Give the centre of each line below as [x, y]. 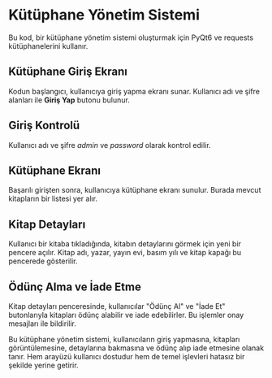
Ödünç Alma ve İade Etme [75, 287]
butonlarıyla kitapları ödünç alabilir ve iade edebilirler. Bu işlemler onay [126, 315]
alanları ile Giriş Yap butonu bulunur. [69, 100]
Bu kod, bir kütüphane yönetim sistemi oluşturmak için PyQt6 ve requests [131, 37]
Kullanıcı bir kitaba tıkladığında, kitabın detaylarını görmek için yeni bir [125, 244]
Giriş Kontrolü [44, 126]
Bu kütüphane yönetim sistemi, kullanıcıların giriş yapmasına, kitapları [124, 339]
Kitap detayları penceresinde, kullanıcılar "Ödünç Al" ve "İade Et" [117, 306]
